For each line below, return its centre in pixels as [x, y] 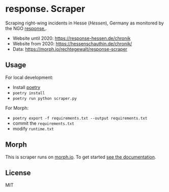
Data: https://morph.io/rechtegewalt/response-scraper [70, 49]
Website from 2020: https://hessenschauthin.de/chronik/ [72, 43]
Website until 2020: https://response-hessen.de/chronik [72, 38]
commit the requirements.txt [44, 123]
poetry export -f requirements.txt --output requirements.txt [80, 118]
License [18, 173]
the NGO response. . [26, 28]
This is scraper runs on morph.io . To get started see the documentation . [81, 157]
